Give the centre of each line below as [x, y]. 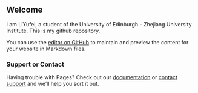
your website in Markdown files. [46, 49]
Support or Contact [35, 64]
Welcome [25, 10]
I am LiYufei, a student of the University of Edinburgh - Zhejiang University [99, 24]
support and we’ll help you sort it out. [53, 84]
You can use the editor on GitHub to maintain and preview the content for [97, 42]
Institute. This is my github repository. [53, 31]
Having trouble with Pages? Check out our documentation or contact [92, 77]
